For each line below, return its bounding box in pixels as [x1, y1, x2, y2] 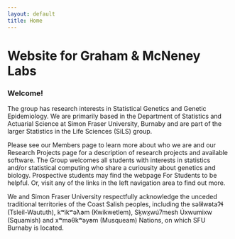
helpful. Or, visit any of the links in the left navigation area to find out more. [7, 179, 226, 187]
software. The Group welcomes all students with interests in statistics [7, 156, 211, 164]
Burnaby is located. [7, 223, 64, 232]
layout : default [7, 10, 55, 18]
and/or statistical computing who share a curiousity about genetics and [7, 163, 216, 171]
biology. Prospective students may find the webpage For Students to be [7, 171, 217, 179]
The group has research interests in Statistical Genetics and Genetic [7, 104, 207, 112]
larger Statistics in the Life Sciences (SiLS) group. [7, 127, 153, 135]
